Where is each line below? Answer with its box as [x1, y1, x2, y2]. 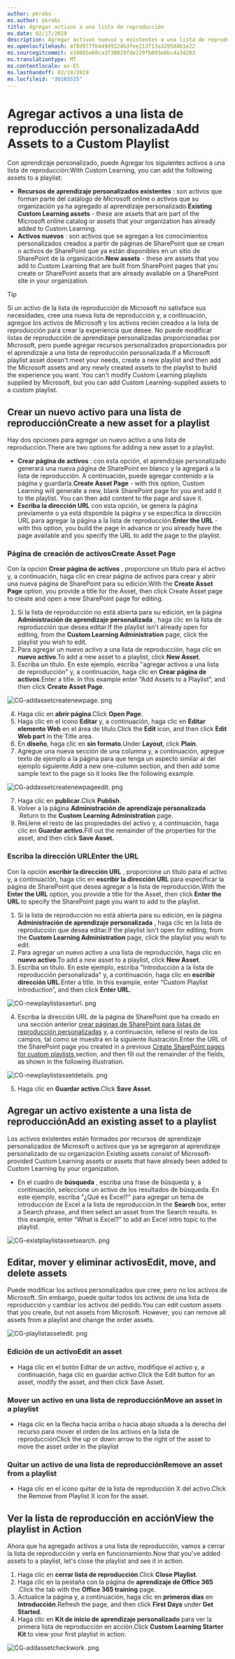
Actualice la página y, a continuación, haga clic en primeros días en [17, 1593, 213, 1601]
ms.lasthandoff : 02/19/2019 [7, 69, 90, 76]
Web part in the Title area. [17, 732, 94, 741]
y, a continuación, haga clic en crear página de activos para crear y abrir [7, 572, 216, 581]
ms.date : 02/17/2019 [7, 29, 68, 37]
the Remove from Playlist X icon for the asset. [17, 1492, 149, 1500]
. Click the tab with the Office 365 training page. [17, 1585, 156, 1594]
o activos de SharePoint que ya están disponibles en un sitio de [17, 247, 201, 255]
